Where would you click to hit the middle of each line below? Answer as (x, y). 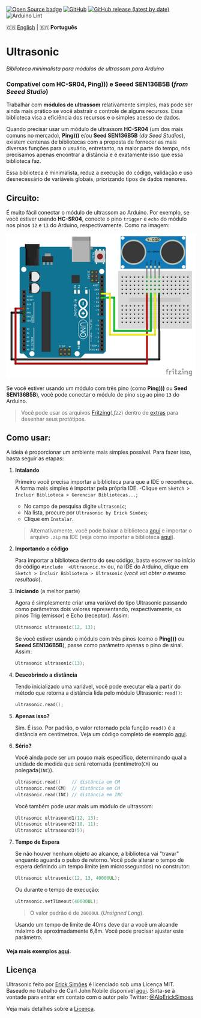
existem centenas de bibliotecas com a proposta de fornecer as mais (91, 142)
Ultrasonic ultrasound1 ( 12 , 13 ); (57, 818)
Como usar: (28, 438)
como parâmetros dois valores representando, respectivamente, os (98, 609)
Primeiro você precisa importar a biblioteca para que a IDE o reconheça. (104, 482)
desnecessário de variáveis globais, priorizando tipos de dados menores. (97, 179)
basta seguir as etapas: (35, 459)
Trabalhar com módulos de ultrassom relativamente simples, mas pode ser (100, 105)
